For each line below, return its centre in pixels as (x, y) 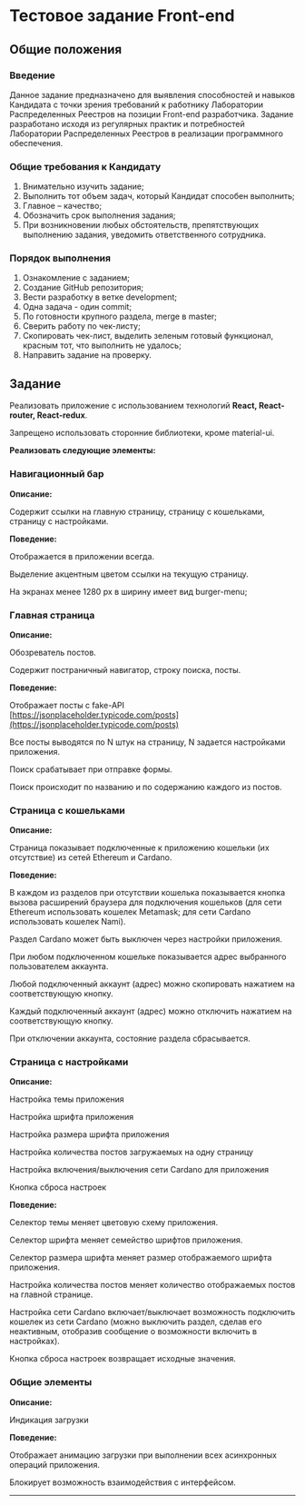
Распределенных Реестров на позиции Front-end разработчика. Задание (152, 114)
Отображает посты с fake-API (67, 705)
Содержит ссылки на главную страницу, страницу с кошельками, (137, 511)
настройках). (35, 1342)
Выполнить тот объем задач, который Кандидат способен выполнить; (158, 196)
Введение (33, 75)
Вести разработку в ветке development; (100, 297)
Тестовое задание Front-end (122, 16)
